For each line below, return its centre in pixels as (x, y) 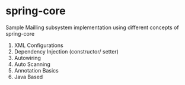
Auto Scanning (32, 64)
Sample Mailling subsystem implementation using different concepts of (92, 27)
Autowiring (27, 58)
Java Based (28, 77)
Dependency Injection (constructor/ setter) (66, 51)
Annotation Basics (36, 70)
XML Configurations (39, 45)
